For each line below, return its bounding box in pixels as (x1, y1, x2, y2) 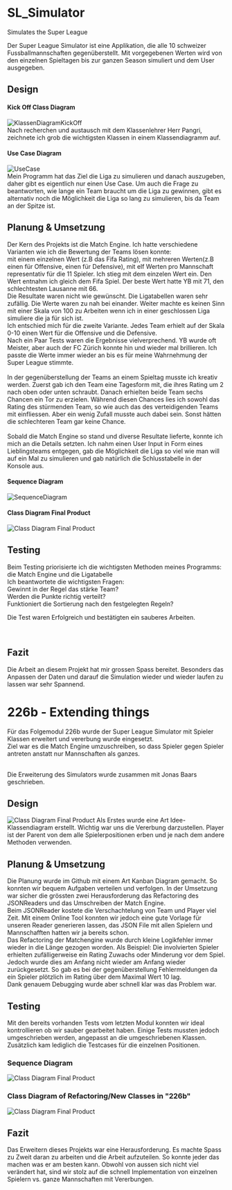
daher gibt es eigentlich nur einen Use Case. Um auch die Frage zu (7, 179, 199, 188)
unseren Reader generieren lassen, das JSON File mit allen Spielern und (7, 921, 213, 929)
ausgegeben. (7, 63, 45, 72)
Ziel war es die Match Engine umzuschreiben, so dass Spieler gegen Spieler (7, 742, 224, 750)
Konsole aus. (7, 461, 44, 470)
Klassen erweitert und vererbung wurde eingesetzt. (7, 734, 154, 743)
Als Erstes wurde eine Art (96, 816, 169, 825)
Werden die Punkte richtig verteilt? (7, 592, 106, 600)
